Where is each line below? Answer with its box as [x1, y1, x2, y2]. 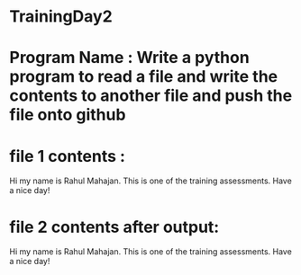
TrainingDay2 [9, 6, 113, 27]
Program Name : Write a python [9, 48, 250, 68]
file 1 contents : [9, 146, 126, 166]
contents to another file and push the [9, 85, 293, 106]
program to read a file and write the [9, 67, 278, 87]
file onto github [9, 105, 126, 125]
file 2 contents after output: [9, 217, 220, 237]
